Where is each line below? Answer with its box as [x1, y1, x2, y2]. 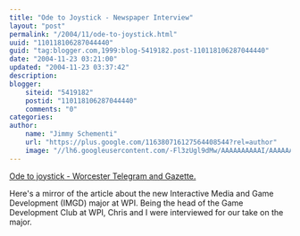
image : [25, 146, 50, 155]
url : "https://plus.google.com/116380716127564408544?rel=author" [25, 138, 278, 147]
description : [9, 72, 58, 80]
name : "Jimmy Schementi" [25, 130, 118, 139]
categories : [9, 113, 54, 122]
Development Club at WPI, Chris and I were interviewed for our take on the [9, 206, 284, 217]
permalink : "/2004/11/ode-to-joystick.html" [9, 29, 178, 38]
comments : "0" [25, 105, 78, 114]
